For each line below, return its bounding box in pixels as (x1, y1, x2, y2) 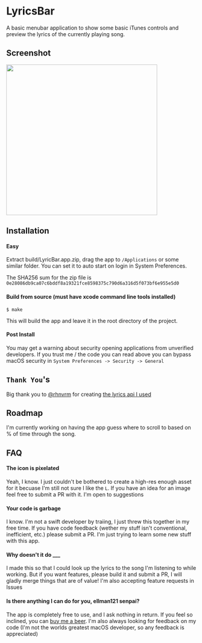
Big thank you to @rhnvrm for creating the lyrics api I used (6, 391, 152, 398)
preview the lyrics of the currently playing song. (6, 30, 125, 37)
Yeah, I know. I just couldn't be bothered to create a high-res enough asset (6, 478, 192, 485)
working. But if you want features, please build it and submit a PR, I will (6, 571, 182, 578)
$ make (6, 306, 23, 313)
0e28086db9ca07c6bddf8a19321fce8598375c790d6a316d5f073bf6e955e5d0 (6, 280, 180, 287)
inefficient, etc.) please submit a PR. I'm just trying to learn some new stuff (6, 531, 192, 538)
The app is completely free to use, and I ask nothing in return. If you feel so (6, 610, 193, 618)
